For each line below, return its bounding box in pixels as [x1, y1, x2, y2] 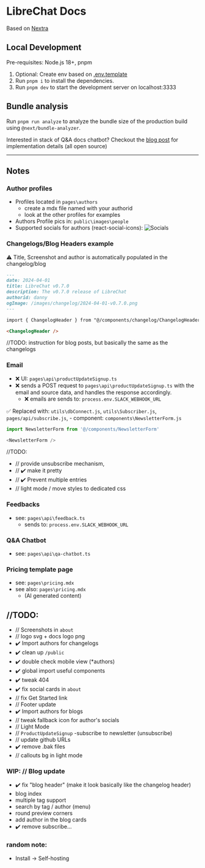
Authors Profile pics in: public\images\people [15, 217, 129, 225]
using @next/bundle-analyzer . [6, 124, 81, 131]
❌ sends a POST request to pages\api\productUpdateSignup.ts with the [15, 382, 195, 389]
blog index [15, 790, 42, 798]
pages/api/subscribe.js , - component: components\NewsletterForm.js [6, 414, 182, 421]
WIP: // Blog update [6, 767, 65, 776]
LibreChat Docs [6, 4, 87, 18]
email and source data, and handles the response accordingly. [15, 388, 172, 396]
